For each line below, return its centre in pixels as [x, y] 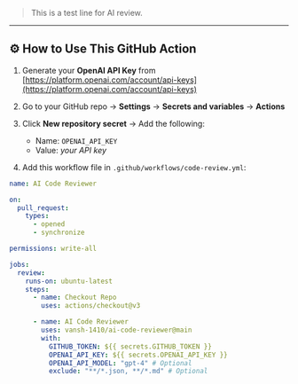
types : [37, 216]
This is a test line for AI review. [87, 13]
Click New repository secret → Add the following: [114, 123]
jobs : [19, 264]
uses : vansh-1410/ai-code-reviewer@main [117, 330]
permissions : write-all [53, 249]
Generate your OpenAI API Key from [89, 70]
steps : [37, 289]
